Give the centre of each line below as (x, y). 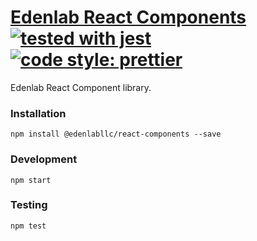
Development (44, 159)
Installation (38, 113)
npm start (31, 180)
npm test (28, 226)
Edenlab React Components (128, 17)
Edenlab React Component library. (81, 87)
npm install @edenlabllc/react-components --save (116, 134)
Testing (29, 205)
